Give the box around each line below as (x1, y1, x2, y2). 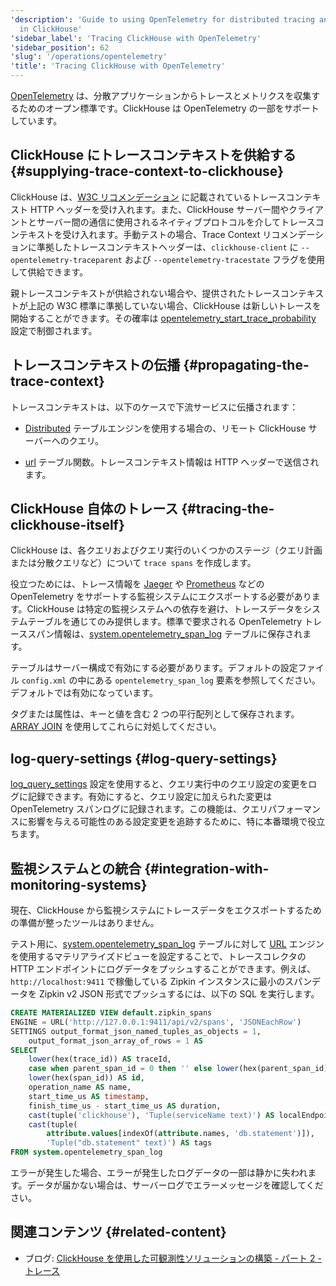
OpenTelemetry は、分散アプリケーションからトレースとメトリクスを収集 (10, 90, 312, 101)
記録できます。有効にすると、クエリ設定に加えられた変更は (27, 791, 273, 803)
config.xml (21, 676, 67, 686)
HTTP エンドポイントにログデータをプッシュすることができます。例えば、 (10, 963, 316, 975)
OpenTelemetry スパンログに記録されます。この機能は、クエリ (10, 803, 269, 815)
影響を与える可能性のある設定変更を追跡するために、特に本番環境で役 (27, 816, 317, 828)
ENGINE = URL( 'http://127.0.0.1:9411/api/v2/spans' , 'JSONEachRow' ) (10, 1017, 302, 1027)
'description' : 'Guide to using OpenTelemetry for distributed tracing (10, 14, 315, 25)
